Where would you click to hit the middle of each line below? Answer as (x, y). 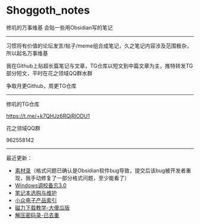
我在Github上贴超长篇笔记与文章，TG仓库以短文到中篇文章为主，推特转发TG (100, 65)
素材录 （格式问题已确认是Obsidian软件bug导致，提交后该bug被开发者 (100, 171)
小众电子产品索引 (36, 200)
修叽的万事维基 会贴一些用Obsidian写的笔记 (60, 27)
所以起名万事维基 (27, 53)
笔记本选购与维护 (36, 193)
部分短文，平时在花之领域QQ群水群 (49, 73)
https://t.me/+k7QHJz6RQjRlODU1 (48, 116)
